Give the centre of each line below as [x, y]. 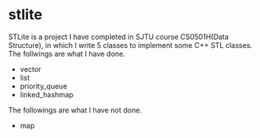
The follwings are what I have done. [67, 53]
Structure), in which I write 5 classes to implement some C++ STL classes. [130, 45]
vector [30, 69]
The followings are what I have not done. [75, 110]
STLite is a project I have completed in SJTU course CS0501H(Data [118, 37]
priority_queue [43, 86]
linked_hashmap [47, 94]
